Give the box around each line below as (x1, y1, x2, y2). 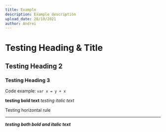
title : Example (5, 7, 37, 12)
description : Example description (5, 12, 77, 17)
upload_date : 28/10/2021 (5, 16, 56, 21)
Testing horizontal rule (5, 107, 51, 113)
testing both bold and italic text (5, 122, 71, 128)
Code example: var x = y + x (5, 88, 66, 94)
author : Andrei (5, 21, 37, 26)
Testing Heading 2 (5, 62, 63, 70)
